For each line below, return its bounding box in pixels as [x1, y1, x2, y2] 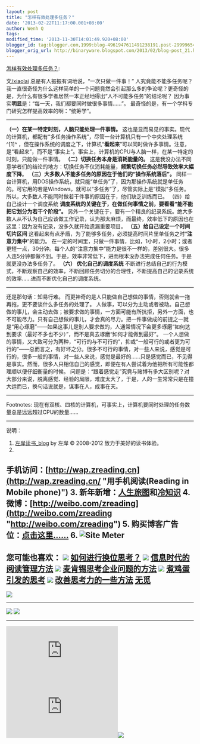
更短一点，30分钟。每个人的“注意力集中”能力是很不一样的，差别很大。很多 [6, 245, 189, 252]
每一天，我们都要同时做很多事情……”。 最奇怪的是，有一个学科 [35, 100, 188, 107]
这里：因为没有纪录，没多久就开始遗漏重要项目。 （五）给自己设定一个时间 [6, 222, 190, 230]
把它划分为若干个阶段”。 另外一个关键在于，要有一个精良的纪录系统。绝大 [6, 207, 188, 215]
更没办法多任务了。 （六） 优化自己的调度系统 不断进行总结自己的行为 [11, 260, 183, 267]
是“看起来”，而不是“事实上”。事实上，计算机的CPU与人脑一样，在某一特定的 [6, 147, 193, 155]
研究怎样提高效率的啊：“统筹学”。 [11, 107, 95, 114]
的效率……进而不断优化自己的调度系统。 [6, 275, 104, 282]
